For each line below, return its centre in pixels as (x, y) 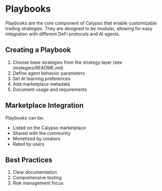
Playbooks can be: (25, 117)
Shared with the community (42, 133)
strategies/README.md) (38, 67)
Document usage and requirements (50, 89)
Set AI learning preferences (42, 78)
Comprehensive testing (37, 178)
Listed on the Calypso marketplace (49, 128)
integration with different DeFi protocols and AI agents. (63, 34)
